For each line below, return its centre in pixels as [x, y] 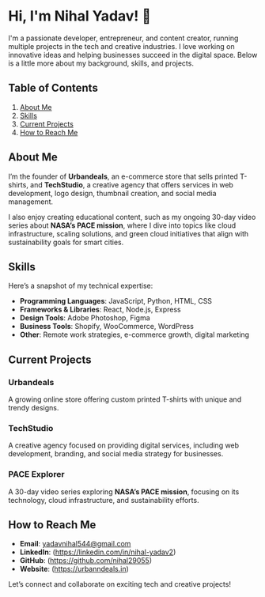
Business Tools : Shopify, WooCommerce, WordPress [106, 327]
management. [31, 202]
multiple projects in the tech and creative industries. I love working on [121, 46]
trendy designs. [34, 408]
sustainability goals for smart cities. [66, 242]
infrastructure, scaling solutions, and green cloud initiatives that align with [129, 233]
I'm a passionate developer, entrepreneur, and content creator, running [123, 38]
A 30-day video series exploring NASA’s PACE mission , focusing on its [124, 491]
